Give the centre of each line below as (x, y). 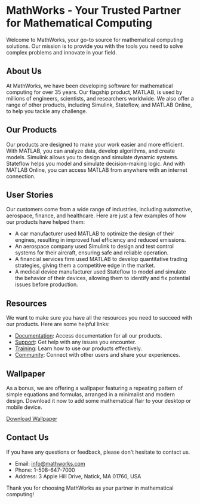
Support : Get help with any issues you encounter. (76, 342)
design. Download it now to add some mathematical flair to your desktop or (99, 401)
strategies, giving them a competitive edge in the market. (85, 265)
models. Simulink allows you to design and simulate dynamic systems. (93, 157)
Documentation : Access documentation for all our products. (88, 336)
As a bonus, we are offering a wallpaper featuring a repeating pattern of (95, 388)
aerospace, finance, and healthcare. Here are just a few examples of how (96, 215)
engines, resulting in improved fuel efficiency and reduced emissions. (100, 240)
